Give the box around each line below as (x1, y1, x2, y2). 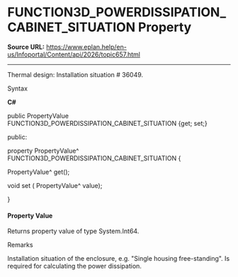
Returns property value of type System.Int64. (7, 227, 140, 235)
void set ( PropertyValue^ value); (7, 181, 103, 189)
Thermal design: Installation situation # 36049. (7, 70, 144, 78)
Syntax (7, 84, 28, 93)
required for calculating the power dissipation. (7, 262, 142, 271)
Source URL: (7, 42, 45, 51)
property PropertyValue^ (7, 146, 79, 155)
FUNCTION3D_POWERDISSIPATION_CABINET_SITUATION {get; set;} (7, 119, 208, 127)
